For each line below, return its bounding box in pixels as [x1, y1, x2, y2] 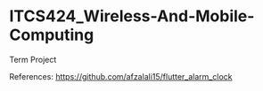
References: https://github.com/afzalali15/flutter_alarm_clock [9, 71, 233, 81]
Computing [9, 25, 95, 45]
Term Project [9, 54, 57, 64]
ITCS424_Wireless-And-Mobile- [9, 6, 255, 27]
